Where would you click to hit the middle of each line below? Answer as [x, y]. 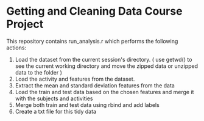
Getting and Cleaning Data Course [94, 11]
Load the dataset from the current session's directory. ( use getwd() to [104, 59]
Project [25, 24]
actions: [16, 48]
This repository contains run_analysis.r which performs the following [92, 41]
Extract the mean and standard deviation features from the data [95, 85]
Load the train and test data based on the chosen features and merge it [104, 92]
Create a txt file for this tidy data [55, 111]
